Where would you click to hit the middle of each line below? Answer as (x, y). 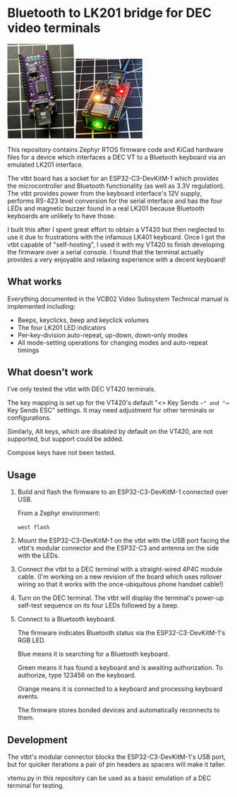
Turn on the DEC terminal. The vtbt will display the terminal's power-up (121, 598)
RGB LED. (31, 640)
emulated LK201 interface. (45, 165)
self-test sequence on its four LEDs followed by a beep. (98, 606)
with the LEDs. (38, 555)
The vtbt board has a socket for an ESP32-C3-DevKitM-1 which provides (113, 178)
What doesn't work (50, 372)
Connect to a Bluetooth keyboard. (67, 619)
